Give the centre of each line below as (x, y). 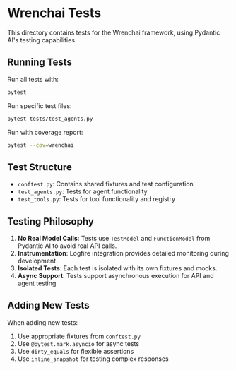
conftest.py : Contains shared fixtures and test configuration (106, 184)
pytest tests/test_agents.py (50, 119)
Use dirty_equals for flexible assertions (76, 351)
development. (37, 261)
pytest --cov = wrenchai (41, 145)
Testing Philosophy (51, 221)
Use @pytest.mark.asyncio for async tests (78, 343)
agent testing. (38, 283)
